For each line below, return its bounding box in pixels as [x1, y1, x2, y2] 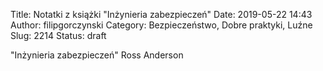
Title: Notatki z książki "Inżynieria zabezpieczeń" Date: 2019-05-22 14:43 [10, 9, 313, 20]
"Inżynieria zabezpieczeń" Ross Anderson [10, 49, 184, 61]
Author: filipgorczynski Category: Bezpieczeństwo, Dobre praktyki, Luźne [10, 19, 313, 31]
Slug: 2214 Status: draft [10, 30, 107, 41]
